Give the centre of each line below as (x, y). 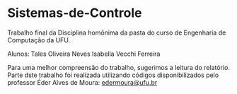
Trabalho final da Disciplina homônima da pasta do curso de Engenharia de (117, 33)
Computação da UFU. (39, 40)
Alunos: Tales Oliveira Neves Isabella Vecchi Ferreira (84, 54)
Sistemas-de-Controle (75, 13)
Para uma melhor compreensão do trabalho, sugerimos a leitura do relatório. (118, 67)
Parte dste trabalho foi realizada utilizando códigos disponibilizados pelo (113, 75)
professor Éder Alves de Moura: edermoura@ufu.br (82, 82)
